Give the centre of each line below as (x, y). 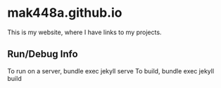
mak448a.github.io (65, 13)
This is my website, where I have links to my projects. (84, 32)
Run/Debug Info (43, 54)
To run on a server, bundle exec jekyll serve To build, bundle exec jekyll (111, 71)
